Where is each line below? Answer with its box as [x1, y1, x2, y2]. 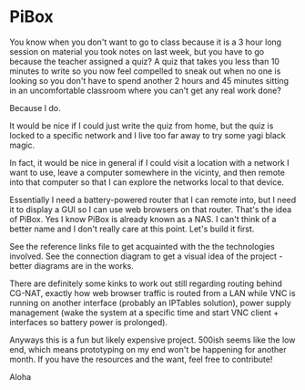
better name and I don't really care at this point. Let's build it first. [9, 223, 255, 234]
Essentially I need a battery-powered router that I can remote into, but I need [9, 194, 297, 205]
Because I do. [9, 102, 61, 113]
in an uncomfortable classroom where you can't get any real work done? [9, 85, 282, 96]
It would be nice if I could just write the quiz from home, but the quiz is [9, 120, 274, 131]
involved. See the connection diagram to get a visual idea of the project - [9, 251, 283, 262]
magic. [9, 139, 36, 150]
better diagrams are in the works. [9, 260, 135, 271]
